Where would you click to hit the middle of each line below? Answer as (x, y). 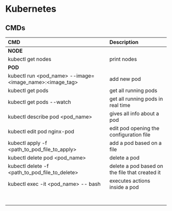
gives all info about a (134, 113)
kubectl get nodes (30, 59)
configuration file (130, 135)
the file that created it (135, 172)
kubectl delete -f (28, 166)
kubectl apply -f (28, 143)
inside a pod (124, 187)
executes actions (130, 181)
